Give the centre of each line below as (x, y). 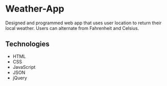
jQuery (20, 78)
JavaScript (24, 67)
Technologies (28, 44)
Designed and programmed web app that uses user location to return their (83, 23)
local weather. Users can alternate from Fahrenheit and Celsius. (72, 28)
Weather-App (35, 9)
